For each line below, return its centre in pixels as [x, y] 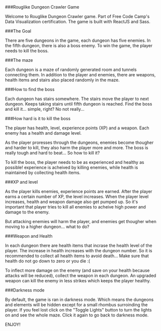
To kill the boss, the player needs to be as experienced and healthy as [74, 162]
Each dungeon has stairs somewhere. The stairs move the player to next [77, 99]
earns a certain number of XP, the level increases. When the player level [77, 197]
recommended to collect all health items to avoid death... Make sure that [77, 256]
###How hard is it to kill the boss [38, 118]
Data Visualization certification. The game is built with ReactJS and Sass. [78, 22]
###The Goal [18, 31]
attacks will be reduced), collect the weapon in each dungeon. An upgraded [80, 276]
